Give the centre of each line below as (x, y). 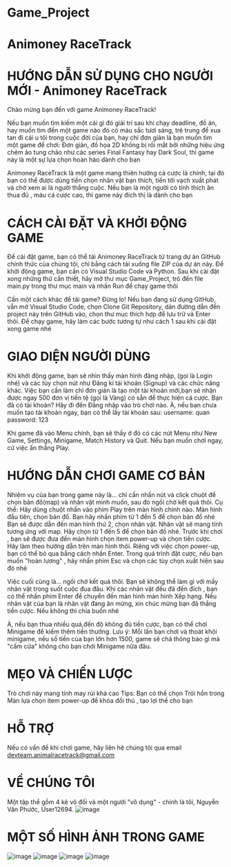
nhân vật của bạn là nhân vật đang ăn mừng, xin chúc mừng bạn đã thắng (112, 604)
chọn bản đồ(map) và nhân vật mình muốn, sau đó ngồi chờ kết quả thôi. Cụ (115, 503)
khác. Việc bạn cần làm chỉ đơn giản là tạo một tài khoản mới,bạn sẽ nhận (112, 391)
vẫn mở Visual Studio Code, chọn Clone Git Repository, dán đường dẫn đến (114, 307)
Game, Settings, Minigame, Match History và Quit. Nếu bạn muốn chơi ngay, (115, 440)
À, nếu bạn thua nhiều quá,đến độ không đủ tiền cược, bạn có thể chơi (107, 624)
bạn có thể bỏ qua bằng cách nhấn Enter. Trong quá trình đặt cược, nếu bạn (115, 554)
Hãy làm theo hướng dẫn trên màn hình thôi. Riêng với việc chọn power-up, (114, 546)
